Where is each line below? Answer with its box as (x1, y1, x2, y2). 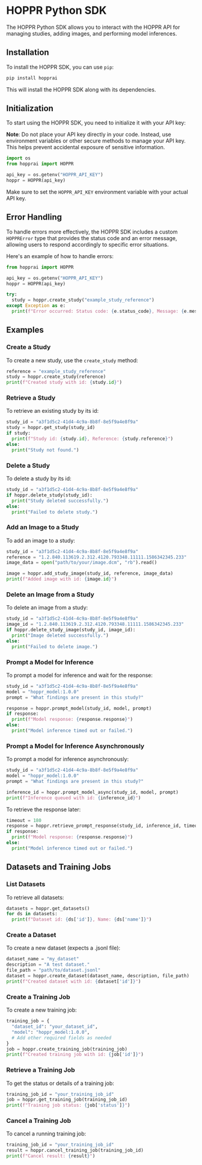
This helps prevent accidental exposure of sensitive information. (6, 144, 165, 151)
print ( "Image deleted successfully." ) (11, 632, 109, 638)
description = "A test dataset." (6, 962, 90, 968)
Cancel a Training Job (6, 1117, 72, 1125)
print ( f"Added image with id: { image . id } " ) (6, 576, 117, 582)
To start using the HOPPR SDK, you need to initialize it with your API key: (6, 119, 186, 126)
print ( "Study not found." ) (11, 447, 79, 453)
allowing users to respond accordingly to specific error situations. (6, 241, 169, 248)
